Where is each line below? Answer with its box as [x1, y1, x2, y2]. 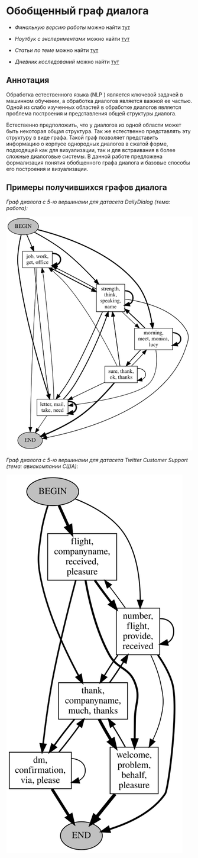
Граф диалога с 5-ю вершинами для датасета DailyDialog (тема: [6, 198, 170, 205]
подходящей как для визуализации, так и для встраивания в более [6, 146, 176, 153]
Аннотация [6, 75, 50, 85]
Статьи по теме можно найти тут [14, 46, 99, 54]
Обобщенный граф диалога [6, 4, 149, 18]
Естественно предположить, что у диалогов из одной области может [6, 121, 181, 128]
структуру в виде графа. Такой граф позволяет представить [6, 134, 158, 141]
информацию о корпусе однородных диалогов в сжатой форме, [6, 140, 168, 147]
